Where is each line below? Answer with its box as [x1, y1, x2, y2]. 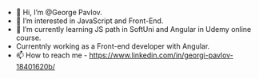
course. [15, 33, 42, 42]
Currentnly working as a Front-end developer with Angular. [15, 41, 210, 51]
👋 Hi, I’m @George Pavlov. [15, 8, 102, 17]
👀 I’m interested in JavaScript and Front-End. [15, 16, 164, 26]
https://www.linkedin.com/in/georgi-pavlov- [89, 50, 234, 60]
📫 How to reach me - [15, 50, 88, 60]
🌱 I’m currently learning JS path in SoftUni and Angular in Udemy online [15, 25, 252, 34]
